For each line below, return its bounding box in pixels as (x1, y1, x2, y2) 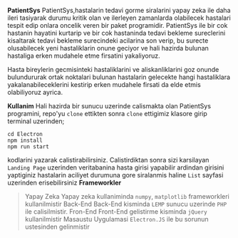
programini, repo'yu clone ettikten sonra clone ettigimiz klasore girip (7, 110, 208, 118)
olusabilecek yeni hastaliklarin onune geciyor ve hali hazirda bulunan (7, 44, 209, 52)
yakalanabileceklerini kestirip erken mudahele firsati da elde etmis (7, 81, 201, 88)
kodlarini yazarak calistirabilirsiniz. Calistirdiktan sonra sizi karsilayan (7, 156, 209, 164)
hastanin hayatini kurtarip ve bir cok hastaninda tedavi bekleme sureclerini (7, 29, 226, 37)
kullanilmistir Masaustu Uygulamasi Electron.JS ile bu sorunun (24, 215, 209, 223)
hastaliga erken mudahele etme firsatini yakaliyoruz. (7, 51, 160, 60)
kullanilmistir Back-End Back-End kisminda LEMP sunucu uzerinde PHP (24, 200, 227, 208)
